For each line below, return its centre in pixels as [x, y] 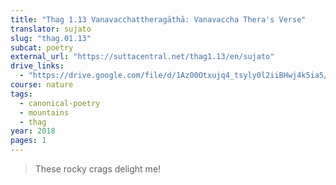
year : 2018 [33, 131]
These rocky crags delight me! [98, 169]
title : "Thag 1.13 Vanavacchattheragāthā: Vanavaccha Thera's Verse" [158, 19]
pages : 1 [28, 141]
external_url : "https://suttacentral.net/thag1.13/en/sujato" [142, 57]
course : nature [42, 85]
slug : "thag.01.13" [51, 38]
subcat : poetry [42, 47]
